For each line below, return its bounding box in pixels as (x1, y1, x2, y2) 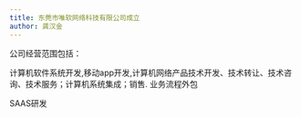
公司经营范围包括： (9, 47, 82, 59)
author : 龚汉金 (9, 22, 63, 31)
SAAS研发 (9, 97, 47, 109)
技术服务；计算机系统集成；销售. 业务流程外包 (25, 78, 198, 89)
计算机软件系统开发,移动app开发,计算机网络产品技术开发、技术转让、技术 (9, 67, 285, 78)
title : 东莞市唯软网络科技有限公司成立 (9, 13, 140, 23)
